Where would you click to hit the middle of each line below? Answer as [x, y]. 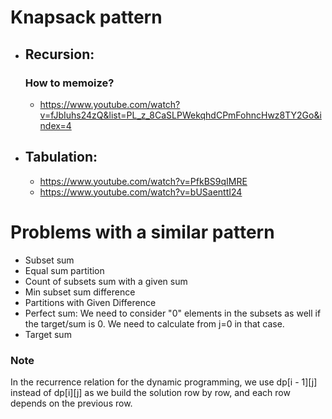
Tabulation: [61, 157]
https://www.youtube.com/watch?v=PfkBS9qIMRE [143, 181]
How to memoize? [69, 83]
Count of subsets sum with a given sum [106, 281]
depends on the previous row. [71, 403]
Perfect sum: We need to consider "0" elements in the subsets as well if [173, 313]
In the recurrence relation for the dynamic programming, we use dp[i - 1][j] [164, 382]
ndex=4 [55, 125]
